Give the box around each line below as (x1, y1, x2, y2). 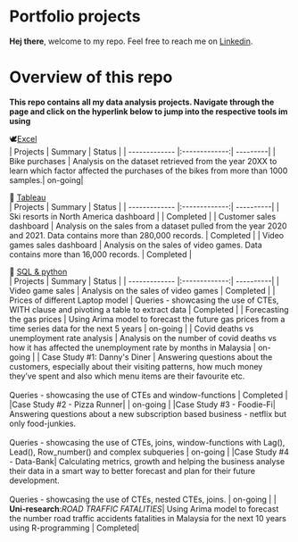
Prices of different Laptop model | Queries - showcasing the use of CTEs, (9, 295, 279, 305)
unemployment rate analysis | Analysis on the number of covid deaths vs (9, 332, 277, 343)
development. (9, 475, 60, 486)
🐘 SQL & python (9, 266, 68, 277)
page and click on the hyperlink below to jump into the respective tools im (9, 105, 288, 117)
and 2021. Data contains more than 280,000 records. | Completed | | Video (9, 229, 284, 240)
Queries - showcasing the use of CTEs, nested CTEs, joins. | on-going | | (9, 494, 277, 504)
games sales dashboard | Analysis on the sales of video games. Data (9, 239, 263, 250)
